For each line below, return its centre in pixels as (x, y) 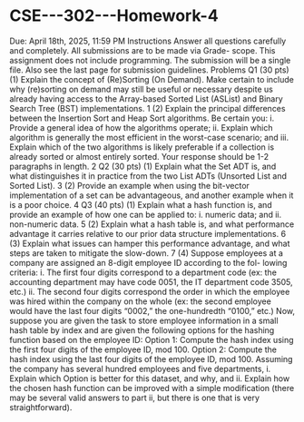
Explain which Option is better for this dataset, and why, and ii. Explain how (150, 378)
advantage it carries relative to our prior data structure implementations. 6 (148, 233)
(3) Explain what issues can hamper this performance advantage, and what (150, 243)
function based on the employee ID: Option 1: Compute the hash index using (152, 339)
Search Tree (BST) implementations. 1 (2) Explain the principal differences (147, 108)
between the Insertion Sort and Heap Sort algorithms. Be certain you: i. (142, 118)
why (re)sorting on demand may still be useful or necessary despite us (142, 89)
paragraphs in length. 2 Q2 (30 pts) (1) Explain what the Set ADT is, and (143, 166)
